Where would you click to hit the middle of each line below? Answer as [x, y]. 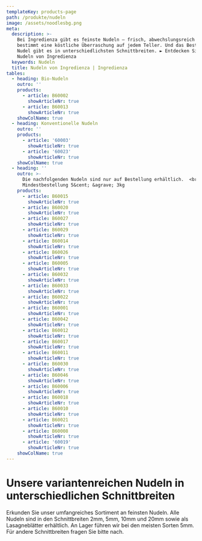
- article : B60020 [45, 207]
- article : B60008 [45, 431]
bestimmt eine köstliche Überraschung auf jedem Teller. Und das [101, 46]
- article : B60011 [45, 353]
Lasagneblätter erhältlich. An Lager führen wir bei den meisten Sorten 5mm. [100, 525]
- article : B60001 [45, 308]
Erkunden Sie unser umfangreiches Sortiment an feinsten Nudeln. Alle [93, 512]
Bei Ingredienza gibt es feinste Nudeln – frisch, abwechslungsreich [106, 40]
